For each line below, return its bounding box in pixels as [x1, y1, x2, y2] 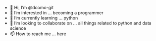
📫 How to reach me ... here [9, 31, 66, 37]
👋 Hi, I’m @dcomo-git [9, 5, 54, 10]
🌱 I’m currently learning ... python [9, 15, 78, 20]
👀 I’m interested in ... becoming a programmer [9, 10, 104, 16]
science [9, 25, 26, 31]
